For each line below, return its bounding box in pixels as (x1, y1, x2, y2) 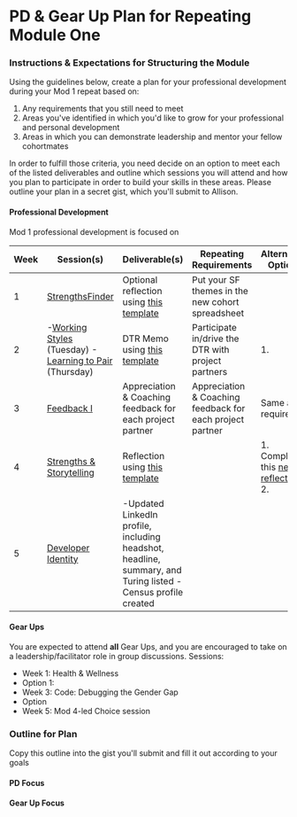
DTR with (191, 343, 230, 355)
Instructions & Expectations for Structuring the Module (9, 57, 250, 69)
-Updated (122, 497, 165, 510)
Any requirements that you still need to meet (21, 104, 184, 114)
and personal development (21, 122, 120, 133)
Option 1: (21, 677, 55, 688)
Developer (47, 541, 90, 554)
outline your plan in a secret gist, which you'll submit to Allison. (9, 186, 239, 197)
